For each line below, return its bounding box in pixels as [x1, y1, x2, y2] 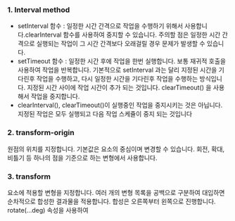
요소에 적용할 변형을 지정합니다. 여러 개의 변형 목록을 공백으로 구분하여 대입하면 [7, 188, 225, 196]
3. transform [7, 171, 51, 181]
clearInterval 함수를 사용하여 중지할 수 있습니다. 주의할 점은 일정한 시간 [25, 30, 221, 39]
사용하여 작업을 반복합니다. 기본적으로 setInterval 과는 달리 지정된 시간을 [17, 65, 217, 75]
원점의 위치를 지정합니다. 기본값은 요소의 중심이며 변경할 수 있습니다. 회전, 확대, [7, 144, 225, 153]
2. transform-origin [7, 128, 75, 138]
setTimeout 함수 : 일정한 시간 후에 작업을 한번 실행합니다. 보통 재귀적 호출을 [17, 57, 227, 65]
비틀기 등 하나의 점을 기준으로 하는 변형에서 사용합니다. [7, 153, 158, 162]
